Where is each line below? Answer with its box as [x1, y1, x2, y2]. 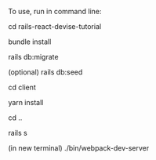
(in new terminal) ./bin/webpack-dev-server [8, 144, 150, 152]
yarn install [8, 98, 44, 107]
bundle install [8, 37, 52, 46]
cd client [8, 82, 37, 92]
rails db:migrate [8, 53, 59, 61]
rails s [8, 129, 27, 137]
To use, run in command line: [8, 7, 102, 16]
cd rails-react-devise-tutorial [8, 22, 102, 31]
